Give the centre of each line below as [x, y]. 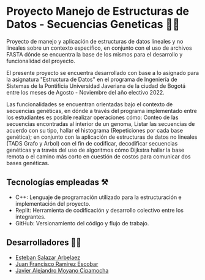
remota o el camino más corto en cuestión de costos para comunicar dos [99, 156]
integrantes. [30, 217]
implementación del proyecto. [53, 203]
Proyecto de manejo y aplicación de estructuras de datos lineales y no [95, 41]
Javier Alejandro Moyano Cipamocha [62, 270]
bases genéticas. [28, 163]
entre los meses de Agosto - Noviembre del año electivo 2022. [86, 92]
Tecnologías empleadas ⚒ [58, 182]
